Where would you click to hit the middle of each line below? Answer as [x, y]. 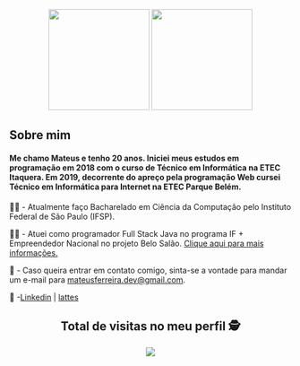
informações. [34, 253]
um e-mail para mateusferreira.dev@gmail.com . [98, 279]
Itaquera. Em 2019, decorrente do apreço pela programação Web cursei [145, 177]
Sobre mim [40, 135]
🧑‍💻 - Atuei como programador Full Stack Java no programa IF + [127, 233]
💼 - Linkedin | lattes [44, 297]
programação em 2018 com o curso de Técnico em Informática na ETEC [145, 167]
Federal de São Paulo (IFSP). [62, 216]
